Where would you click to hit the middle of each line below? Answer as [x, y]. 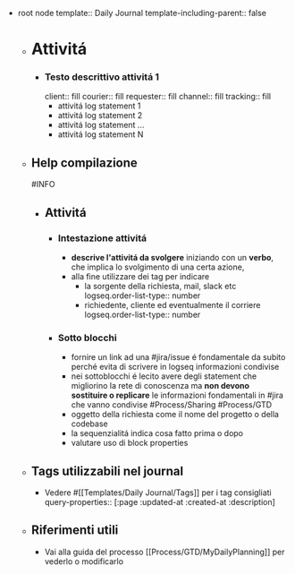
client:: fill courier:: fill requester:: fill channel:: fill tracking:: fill [157, 97]
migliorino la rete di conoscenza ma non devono [160, 386]
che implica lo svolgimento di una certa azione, [158, 267]
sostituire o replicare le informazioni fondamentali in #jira [177, 395]
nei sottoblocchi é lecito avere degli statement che [164, 376]
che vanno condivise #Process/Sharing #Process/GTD [172, 405]
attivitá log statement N [101, 134]
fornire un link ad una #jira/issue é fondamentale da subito [178, 357]
